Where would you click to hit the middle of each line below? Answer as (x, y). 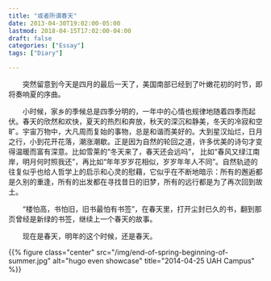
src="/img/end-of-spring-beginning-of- (162, 252)
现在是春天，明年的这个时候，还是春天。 (90, 236)
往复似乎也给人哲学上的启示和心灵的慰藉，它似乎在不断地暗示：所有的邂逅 (132, 171)
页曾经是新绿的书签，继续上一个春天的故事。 (83, 219)
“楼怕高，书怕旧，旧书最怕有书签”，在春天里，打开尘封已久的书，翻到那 (142, 209)
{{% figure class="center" (52, 252)
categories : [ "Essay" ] (46, 46)
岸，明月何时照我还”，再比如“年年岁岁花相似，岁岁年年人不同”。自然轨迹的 (133, 161)
